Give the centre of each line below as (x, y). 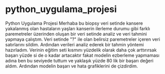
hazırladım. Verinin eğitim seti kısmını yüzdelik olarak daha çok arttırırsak (81, 50)
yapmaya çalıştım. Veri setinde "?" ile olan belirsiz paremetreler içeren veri (83, 39)
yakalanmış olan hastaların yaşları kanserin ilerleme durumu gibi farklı (78, 28)
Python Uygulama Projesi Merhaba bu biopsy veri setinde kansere (74, 23)
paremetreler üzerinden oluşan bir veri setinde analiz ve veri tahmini (76, 34)
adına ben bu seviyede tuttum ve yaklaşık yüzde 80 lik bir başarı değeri (79, 60)
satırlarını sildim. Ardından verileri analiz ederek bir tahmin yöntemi (75, 44)
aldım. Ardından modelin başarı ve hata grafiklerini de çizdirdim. (72, 66)
